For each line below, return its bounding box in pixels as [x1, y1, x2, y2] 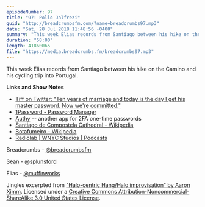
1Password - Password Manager [15, 108, 96, 116]
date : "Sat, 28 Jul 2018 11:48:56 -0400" [6, 26, 113, 32]
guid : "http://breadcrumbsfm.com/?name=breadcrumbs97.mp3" [6, 20, 160, 26]
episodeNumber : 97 [6, 9, 53, 15]
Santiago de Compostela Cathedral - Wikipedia [15, 121, 134, 128]
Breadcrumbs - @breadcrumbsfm [6, 146, 92, 153]
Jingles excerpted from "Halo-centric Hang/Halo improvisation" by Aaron [6, 181, 190, 189]
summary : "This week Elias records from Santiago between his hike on [6, 32, 190, 38]
